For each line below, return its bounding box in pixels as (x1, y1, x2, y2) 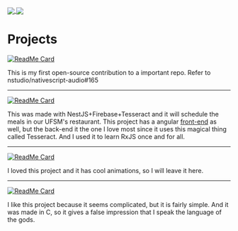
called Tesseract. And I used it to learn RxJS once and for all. (7, 133, 186, 141)
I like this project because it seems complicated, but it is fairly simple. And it (7, 201, 229, 209)
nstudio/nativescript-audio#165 (7, 76, 99, 85)
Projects (7, 31, 58, 47)
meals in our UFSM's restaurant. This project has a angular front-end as (7, 117, 217, 126)
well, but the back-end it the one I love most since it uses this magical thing (7, 125, 227, 134)
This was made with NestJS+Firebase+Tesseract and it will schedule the (7, 110, 220, 119)
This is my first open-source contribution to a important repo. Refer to (7, 69, 211, 77)
